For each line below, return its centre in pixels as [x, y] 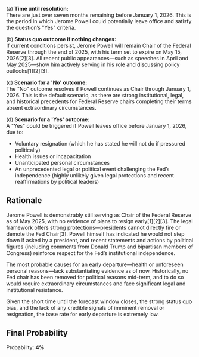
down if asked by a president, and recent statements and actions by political [100, 240]
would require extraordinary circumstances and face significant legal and [96, 284]
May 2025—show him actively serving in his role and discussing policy [93, 64]
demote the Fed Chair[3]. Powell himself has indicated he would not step [95, 234]
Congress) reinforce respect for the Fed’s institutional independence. [91, 253]
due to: [15, 132]
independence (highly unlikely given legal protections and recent [94, 175]
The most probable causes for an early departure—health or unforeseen [95, 264]
